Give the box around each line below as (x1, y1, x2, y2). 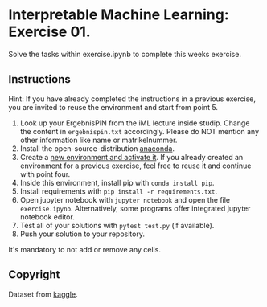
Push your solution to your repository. (19, 229, 145, 239)
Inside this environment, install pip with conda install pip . (19, 178, 215, 187)
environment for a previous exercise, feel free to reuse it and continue (19, 161, 252, 170)
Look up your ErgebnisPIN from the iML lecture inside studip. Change (19, 118, 250, 128)
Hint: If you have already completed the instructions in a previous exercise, (8, 94, 256, 104)
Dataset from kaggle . (8, 289, 78, 299)
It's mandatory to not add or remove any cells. (8, 244, 161, 254)
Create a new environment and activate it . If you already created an (19, 152, 244, 162)
